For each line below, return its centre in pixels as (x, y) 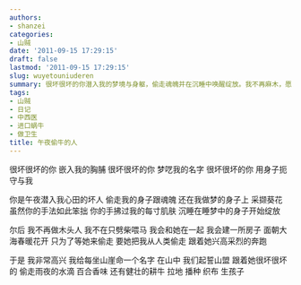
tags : (19, 92)
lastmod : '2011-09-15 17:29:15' (69, 68)
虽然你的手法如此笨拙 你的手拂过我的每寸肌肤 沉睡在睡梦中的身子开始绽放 (145, 211)
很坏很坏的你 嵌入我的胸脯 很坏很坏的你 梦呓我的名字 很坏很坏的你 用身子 (144, 169)
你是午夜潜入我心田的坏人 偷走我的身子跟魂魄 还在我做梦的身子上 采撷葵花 (146, 199)
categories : (31, 34)
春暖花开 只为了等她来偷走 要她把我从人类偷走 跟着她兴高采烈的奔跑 (142, 241)
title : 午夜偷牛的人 (43, 142)
